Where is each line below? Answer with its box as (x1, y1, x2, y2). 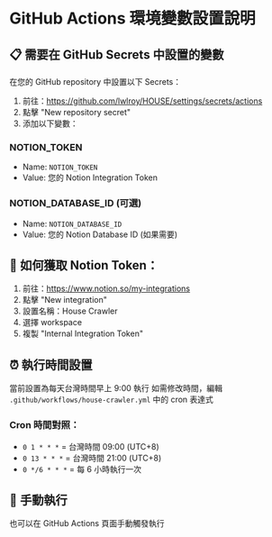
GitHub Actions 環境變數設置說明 (9, 8, 257, 29)
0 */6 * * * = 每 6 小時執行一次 (22, 463, 142, 474)
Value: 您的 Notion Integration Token (22, 172, 158, 183)
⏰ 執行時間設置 (9, 357, 93, 372)
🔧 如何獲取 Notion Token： (9, 258, 159, 273)
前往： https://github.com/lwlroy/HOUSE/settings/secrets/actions (22, 96, 263, 106)
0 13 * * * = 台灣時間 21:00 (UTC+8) (22, 452, 162, 463)
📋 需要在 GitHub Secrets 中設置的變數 (9, 47, 224, 62)
